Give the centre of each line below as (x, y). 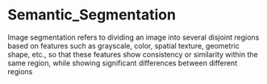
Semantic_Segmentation (92, 15)
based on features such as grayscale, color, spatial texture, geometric (123, 45)
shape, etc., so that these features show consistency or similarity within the (133, 54)
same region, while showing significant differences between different (123, 63)
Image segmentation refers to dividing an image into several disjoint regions (133, 37)
